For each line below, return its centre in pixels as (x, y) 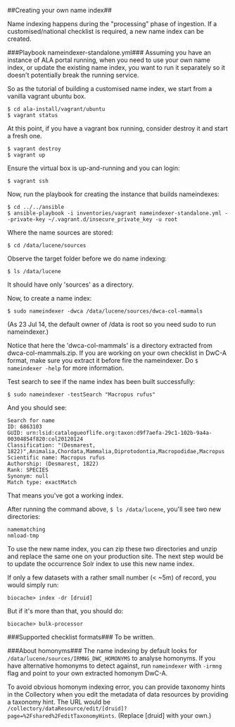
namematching (26, 529)
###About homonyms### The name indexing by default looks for (102, 651)
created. (19, 39)
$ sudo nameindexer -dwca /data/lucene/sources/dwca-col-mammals (105, 311)
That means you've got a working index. (65, 495)
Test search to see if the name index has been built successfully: (101, 381)
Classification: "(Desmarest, (52, 445)
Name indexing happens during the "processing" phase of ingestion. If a (112, 24)
